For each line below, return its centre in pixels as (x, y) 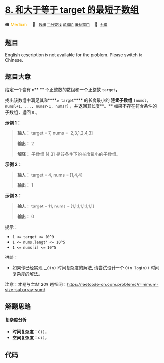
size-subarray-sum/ (25, 289)
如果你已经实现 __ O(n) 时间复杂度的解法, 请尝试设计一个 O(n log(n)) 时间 (86, 267)
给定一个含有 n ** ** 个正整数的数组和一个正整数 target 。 (62, 89)
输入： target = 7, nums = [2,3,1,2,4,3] (55, 133)
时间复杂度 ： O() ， (31, 332)
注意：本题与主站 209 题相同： (36, 284)
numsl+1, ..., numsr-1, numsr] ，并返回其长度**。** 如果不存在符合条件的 (81, 106)
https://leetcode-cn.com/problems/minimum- (113, 284)
